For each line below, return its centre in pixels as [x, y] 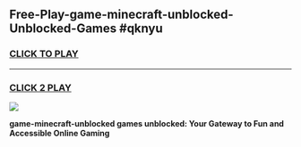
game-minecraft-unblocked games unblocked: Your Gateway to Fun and [147, 123]
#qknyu [141, 29]
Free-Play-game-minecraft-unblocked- [122, 15]
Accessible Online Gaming [60, 133]
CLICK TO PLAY [44, 54]
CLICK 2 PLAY [40, 87]
